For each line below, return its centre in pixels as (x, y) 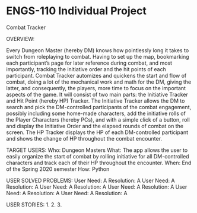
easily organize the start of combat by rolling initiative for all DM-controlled (98, 156)
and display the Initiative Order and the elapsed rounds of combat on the (95, 126)
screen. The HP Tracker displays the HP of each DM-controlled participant (97, 132)
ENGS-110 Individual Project (76, 11)
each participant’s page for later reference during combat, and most (89, 63)
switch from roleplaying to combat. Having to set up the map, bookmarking (98, 56)
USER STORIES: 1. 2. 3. (34, 204)
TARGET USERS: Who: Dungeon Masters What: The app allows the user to (97, 150)
